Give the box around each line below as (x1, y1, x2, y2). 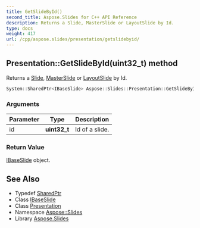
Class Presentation (14, 202, 61, 210)
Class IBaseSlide (14, 196, 56, 203)
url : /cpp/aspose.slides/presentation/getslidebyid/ (6, 36, 140, 42)
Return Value (6, 143, 45, 151)
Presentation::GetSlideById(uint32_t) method (6, 58, 178, 68)
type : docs (6, 25, 33, 32)
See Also (6, 174, 40, 184)
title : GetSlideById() (6, 8, 62, 15)
